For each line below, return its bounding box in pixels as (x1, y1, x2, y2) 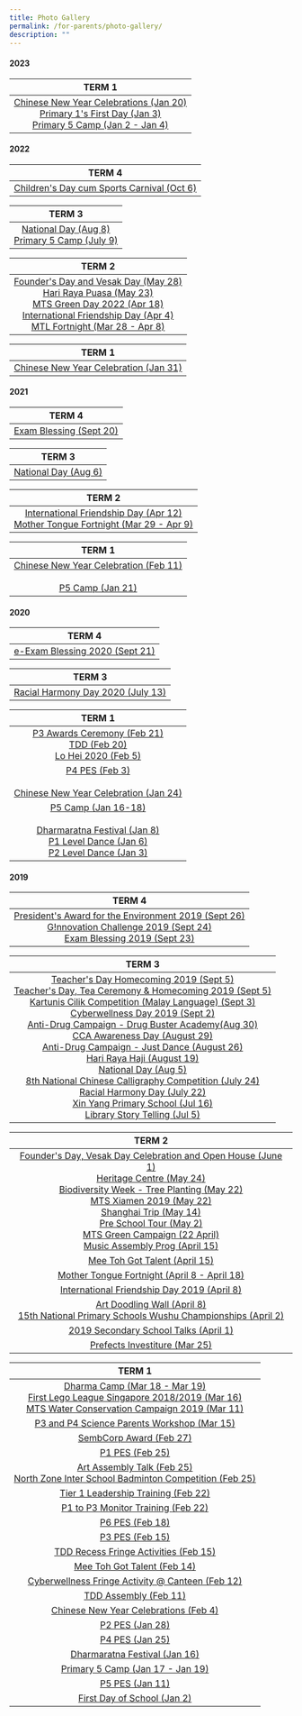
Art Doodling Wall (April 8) (95, 1299, 207, 1311)
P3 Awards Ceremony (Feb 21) (32, 727, 164, 740)
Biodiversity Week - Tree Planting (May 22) (58, 1183, 244, 1196)
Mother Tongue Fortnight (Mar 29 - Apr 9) (13, 517, 193, 530)
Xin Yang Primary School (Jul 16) (72, 1097, 214, 1109)
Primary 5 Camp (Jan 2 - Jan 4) (31, 118, 169, 131)
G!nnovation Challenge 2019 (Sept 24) (47, 921, 213, 934)
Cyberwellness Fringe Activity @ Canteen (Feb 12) (27, 1575, 243, 1587)
